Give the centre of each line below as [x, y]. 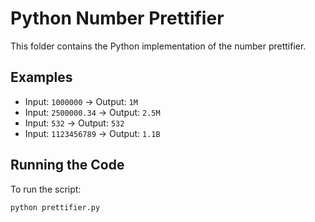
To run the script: [46, 189]
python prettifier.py [55, 207]
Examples [41, 77]
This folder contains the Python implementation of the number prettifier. [158, 46]
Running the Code [67, 165]
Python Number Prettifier [117, 18]
